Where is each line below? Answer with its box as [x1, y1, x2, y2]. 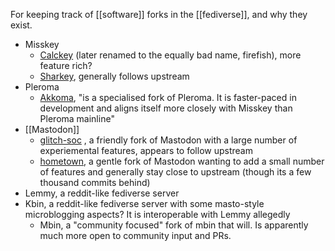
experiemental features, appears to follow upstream [39, 145, 253, 156]
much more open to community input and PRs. [39, 230, 232, 241]
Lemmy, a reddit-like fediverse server [24, 187, 180, 199]
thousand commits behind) [39, 177, 151, 188]
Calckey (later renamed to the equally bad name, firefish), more [39, 49, 302, 61]
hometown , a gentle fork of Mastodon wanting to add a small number [39, 155, 325, 167]
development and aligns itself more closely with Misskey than [39, 102, 293, 114]
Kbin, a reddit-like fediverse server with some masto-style [24, 198, 265, 209]
